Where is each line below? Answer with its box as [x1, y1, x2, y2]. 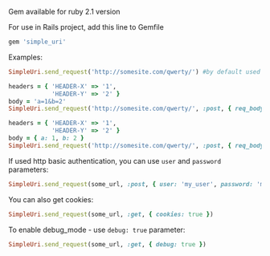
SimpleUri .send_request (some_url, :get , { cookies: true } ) [8, 210, 215, 218]
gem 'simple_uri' [8, 38, 67, 46]
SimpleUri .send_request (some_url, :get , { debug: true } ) [8, 240, 207, 248]
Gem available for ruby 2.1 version [8, 7, 121, 16]
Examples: [8, 52, 43, 62]
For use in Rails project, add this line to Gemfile [8, 22, 165, 31]
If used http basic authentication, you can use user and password [8, 156, 222, 165]
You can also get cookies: [8, 194, 94, 204]
